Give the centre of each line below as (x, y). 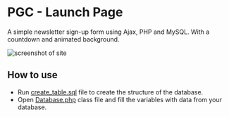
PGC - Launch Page (65, 12)
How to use (32, 75)
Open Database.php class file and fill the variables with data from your (120, 99)
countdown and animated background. (63, 39)
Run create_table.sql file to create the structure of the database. (110, 92)
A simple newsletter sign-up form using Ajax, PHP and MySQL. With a (109, 32)
